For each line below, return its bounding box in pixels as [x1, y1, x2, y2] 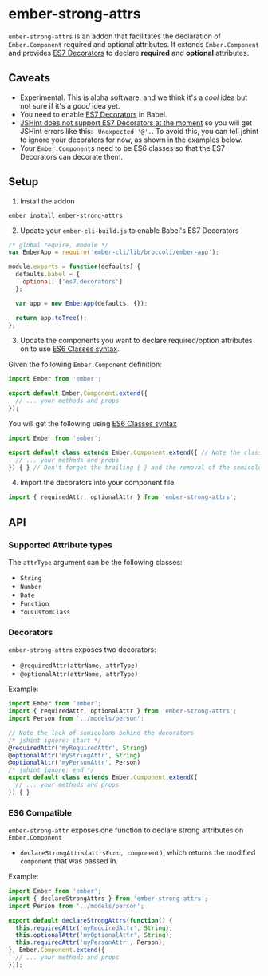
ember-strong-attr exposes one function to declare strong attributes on [8, 825, 244, 835]
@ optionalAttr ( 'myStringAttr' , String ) [8, 751, 141, 759]
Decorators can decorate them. [19, 152, 124, 161]
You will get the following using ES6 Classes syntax [8, 418, 177, 428]
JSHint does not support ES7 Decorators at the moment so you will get [19, 117, 253, 128]
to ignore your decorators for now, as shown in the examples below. [19, 135, 243, 144]
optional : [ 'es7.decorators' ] [22, 278, 124, 286]
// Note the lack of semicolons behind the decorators [8, 729, 195, 737]
